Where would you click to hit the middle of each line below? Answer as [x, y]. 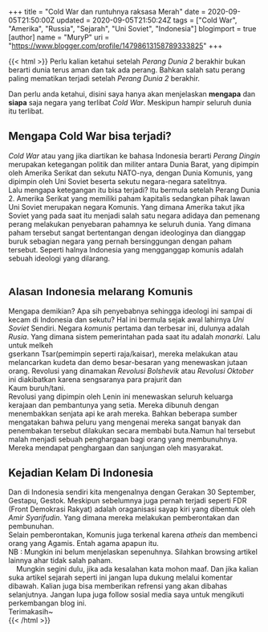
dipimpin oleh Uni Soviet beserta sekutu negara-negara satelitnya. [118, 181]
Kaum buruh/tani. [37, 388]
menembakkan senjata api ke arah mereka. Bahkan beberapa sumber [123, 413]
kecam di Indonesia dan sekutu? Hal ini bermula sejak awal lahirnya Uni [126, 319]
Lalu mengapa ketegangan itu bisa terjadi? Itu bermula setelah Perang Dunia [134, 190]
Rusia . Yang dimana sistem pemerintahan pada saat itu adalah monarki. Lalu [134, 336]
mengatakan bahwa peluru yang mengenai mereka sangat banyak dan [124, 422]
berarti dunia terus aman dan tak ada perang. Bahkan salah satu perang [127, 70]
